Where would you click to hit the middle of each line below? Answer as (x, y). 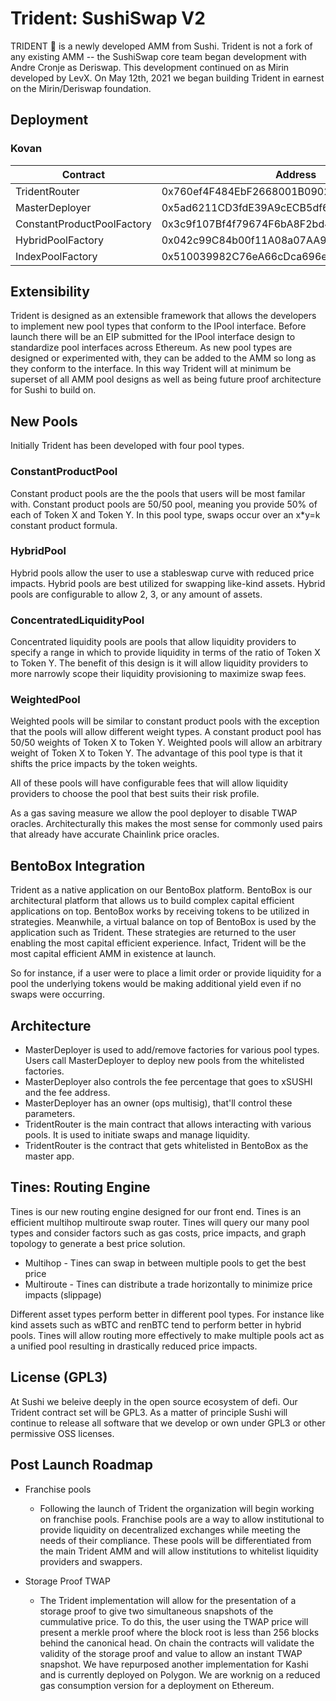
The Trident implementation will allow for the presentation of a (168, 1600)
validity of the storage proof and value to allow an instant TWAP (171, 1653)
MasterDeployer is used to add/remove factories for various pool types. (172, 1050)
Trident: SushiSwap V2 (108, 18)
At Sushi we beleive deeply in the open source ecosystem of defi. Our (154, 1401)
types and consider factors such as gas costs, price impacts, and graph (158, 1233)
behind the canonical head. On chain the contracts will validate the (177, 1643)
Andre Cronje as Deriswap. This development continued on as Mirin (150, 67)
